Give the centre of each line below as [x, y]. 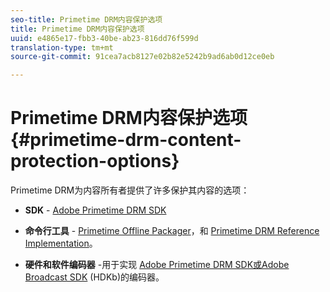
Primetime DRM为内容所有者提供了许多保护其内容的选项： [130, 190]
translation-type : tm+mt [62, 47]
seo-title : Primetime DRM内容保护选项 [86, 19]
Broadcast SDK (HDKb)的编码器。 [94, 277]
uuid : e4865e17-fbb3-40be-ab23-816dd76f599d [104, 38]
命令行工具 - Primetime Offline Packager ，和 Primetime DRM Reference [172, 231]
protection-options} [95, 161]
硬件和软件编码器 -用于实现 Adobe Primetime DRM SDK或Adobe [157, 265]
